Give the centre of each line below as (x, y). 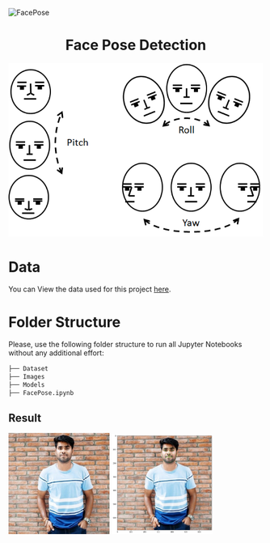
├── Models (27, 385)
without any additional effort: (56, 353)
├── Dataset (28, 369)
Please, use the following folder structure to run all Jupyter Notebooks (125, 345)
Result (25, 418)
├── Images (27, 377)
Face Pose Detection (136, 45)
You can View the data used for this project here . (90, 289)
